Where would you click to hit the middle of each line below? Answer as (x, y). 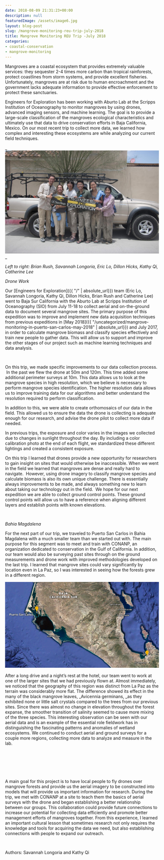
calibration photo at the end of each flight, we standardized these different (80, 443)
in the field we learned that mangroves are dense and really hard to (72, 468)
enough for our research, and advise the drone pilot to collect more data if (80, 418)
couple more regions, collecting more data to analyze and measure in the (79, 738)
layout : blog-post (24, 26)
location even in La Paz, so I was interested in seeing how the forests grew (80, 570)
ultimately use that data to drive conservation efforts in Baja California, (76, 123)
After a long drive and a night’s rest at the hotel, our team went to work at (79, 675)
